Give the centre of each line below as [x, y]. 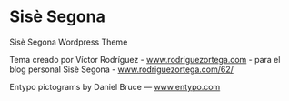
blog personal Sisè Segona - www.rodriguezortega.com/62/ [122, 69]
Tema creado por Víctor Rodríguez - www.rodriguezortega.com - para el [145, 59]
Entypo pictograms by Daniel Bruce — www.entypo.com [115, 86]
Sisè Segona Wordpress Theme [69, 42]
